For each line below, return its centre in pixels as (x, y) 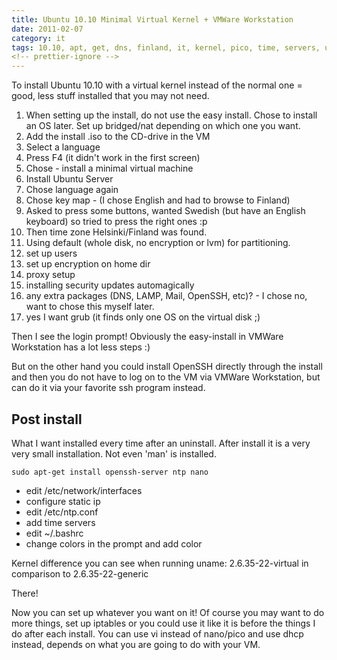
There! (25, 593)
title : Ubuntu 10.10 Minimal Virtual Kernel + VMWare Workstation (152, 19)
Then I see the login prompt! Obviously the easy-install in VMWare (147, 337)
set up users (51, 253)
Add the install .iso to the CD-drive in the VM (118, 137)
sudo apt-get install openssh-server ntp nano (110, 472)
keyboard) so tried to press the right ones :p (116, 222)
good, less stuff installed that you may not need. (110, 96)
